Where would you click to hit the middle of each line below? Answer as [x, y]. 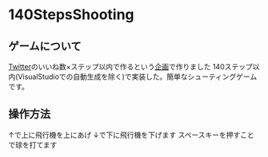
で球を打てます [33, 144]
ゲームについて [45, 46]
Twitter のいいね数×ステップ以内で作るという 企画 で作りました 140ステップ [131, 67]
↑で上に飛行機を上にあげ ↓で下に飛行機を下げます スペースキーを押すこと [131, 135]
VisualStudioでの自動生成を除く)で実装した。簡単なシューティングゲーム [138, 77]
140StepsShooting [71, 15]
